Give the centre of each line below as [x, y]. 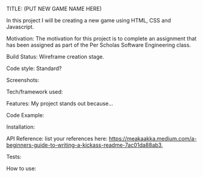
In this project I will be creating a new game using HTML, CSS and [89, 20]
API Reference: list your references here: [57, 139]
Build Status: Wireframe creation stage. [55, 56]
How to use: [21, 168]
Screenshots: [23, 80]
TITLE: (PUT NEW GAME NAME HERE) [54, 9]
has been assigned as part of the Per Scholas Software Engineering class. [99, 45]
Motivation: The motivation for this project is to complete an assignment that [101, 38]
